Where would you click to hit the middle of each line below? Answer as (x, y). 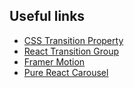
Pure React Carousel (66, 72)
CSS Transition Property (73, 40)
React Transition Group (71, 51)
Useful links (47, 16)
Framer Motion (54, 61)
